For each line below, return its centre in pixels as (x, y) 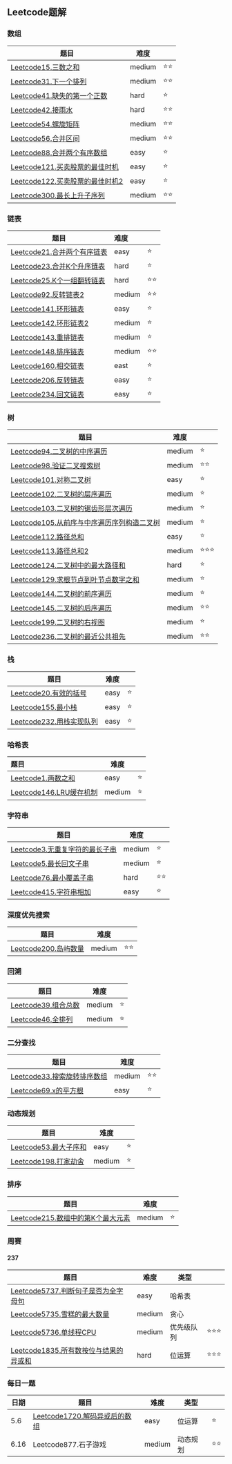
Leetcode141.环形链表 (48, 309)
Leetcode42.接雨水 (42, 110)
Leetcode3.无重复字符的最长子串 (64, 849)
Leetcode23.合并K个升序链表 (58, 267)
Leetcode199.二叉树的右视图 (58, 622)
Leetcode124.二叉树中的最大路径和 (68, 565)
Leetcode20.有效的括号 (49, 693)
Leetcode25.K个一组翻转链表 (58, 280)
